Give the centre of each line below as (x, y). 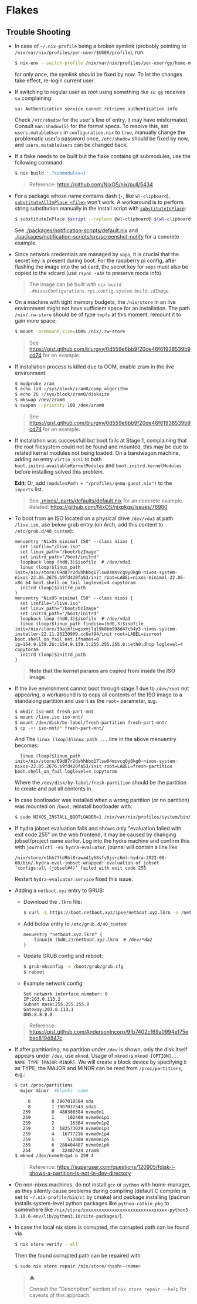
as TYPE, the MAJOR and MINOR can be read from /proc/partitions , (98, 1068)
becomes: (27, 745)
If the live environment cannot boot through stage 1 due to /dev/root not (102, 688)
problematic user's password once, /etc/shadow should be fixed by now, (102, 138)
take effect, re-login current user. (55, 81)
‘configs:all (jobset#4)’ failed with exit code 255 (80, 868)
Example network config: (53, 983)
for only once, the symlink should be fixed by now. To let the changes (98, 74)
